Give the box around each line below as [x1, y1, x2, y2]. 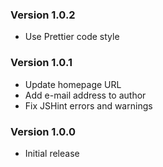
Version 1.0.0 [10, 124, 76, 138]
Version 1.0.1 [10, 56, 73, 70]
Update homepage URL [24, 78, 122, 90]
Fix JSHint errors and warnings [24, 99, 153, 112]
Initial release [24, 147, 80, 159]
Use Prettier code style [24, 31, 120, 43]
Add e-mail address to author [24, 89, 147, 101]
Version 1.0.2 [10, 8, 76, 22]
